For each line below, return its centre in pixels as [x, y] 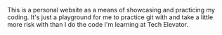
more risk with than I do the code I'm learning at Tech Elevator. [98, 24]
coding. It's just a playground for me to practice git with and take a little [110, 17]
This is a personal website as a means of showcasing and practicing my [111, 10]
